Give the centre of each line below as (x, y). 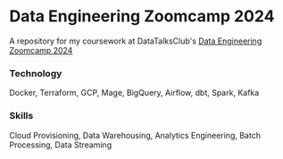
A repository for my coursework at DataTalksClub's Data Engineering (136, 41)
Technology (36, 73)
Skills (21, 115)
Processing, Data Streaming (61, 145)
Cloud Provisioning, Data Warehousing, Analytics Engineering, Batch (135, 135)
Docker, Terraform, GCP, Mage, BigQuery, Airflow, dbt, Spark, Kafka (134, 93)
